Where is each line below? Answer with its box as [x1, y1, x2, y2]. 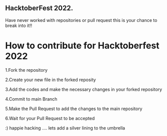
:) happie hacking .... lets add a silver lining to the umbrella [5, 125, 125, 131]
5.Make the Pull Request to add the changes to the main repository [5, 106, 142, 112]
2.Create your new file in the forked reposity [5, 77, 96, 83]
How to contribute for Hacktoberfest [5, 40, 159, 51]
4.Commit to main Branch [5, 96, 57, 102]
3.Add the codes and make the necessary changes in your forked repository [5, 86, 162, 92]
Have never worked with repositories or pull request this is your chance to [5, 17, 157, 23]
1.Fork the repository [5, 67, 48, 73]
